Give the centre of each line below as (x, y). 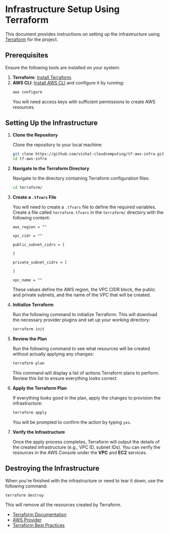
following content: (31, 218)
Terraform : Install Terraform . (42, 77)
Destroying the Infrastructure (52, 469)
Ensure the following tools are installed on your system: (63, 67)
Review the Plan (30, 339)
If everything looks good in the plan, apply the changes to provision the (87, 397)
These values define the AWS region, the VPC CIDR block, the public (84, 290)
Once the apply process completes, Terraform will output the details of (86, 441)
